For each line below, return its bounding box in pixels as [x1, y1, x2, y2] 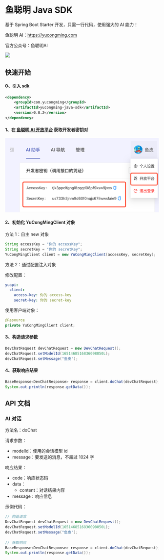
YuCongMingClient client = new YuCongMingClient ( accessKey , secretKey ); [5, 252, 156, 257]
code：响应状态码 [12, 475, 48, 481]
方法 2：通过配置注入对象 [5, 261, 56, 267]
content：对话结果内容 [19, 487, 65, 493]
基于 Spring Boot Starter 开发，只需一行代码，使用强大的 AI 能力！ [5, 22, 138, 27]
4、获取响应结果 [5, 367, 38, 373]
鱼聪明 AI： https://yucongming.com [5, 32, 77, 38]
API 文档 [5, 399, 31, 407]
